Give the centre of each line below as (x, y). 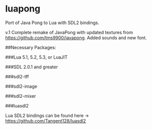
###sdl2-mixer (21, 96)
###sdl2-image (21, 86)
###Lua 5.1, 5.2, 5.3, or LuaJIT (36, 57)
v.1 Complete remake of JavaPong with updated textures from (69, 32)
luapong (23, 9)
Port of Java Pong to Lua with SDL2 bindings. (52, 23)
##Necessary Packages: (31, 47)
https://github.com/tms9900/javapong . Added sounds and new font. (76, 38)
